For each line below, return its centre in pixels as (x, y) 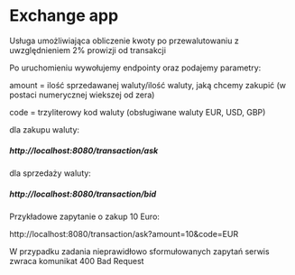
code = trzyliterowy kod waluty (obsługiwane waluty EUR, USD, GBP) (138, 112)
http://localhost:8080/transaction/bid (83, 194)
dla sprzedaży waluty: (51, 173)
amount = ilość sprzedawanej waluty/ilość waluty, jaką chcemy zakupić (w (148, 85)
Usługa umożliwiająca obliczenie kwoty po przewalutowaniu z (124, 41)
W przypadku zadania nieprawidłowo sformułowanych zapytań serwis (139, 251)
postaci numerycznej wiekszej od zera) (82, 95)
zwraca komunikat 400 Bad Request (77, 261)
